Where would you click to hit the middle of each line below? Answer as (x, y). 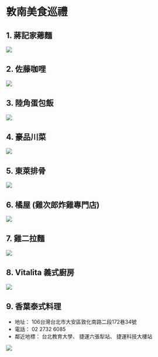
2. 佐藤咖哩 (26, 69)
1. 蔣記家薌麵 (29, 35)
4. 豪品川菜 (26, 137)
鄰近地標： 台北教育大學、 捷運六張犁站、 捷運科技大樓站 (83, 336)
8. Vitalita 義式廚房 (40, 273)
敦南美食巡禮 (37, 12)
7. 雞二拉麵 (25, 239)
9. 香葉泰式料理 (34, 306)
